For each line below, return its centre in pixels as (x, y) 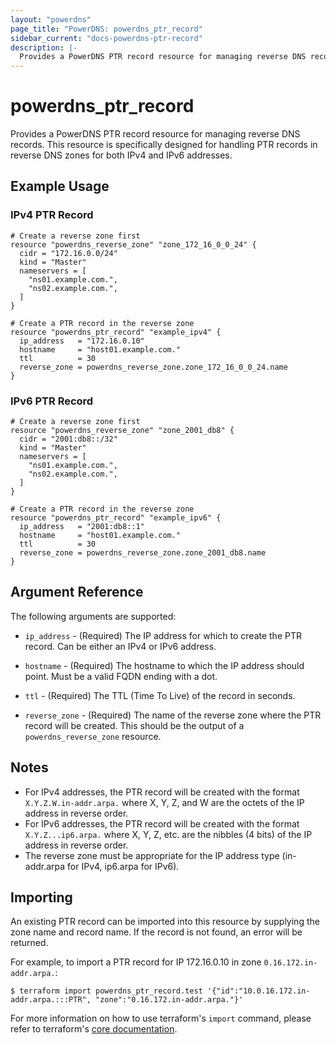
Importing (41, 897)
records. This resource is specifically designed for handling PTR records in (164, 145)
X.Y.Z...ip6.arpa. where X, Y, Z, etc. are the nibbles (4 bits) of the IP (168, 834)
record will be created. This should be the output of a (134, 725)
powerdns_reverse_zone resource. (93, 736)
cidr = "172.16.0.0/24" (68, 253)
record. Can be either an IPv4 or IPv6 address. (120, 646)
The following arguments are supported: (93, 616)
